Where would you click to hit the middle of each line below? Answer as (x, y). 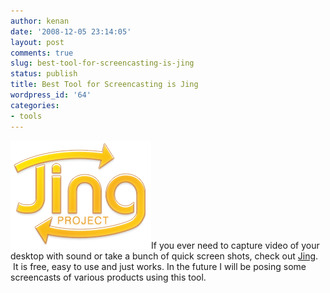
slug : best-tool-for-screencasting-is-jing (102, 63)
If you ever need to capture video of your (235, 245)
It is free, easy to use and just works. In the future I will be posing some (159, 266)
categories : (35, 105)
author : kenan (40, 21)
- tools (26, 116)
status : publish (44, 74)
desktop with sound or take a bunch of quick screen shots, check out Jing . (164, 256)
